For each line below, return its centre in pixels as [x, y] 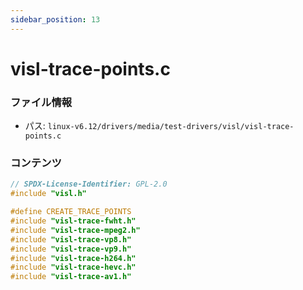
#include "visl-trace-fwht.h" [73, 221]
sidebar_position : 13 [55, 19]
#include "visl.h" [48, 194]
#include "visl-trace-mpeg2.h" [75, 230]
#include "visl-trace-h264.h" [73, 258]
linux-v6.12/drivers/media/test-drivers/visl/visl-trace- [171, 127]
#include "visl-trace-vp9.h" [71, 249]
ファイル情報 [41, 102]
